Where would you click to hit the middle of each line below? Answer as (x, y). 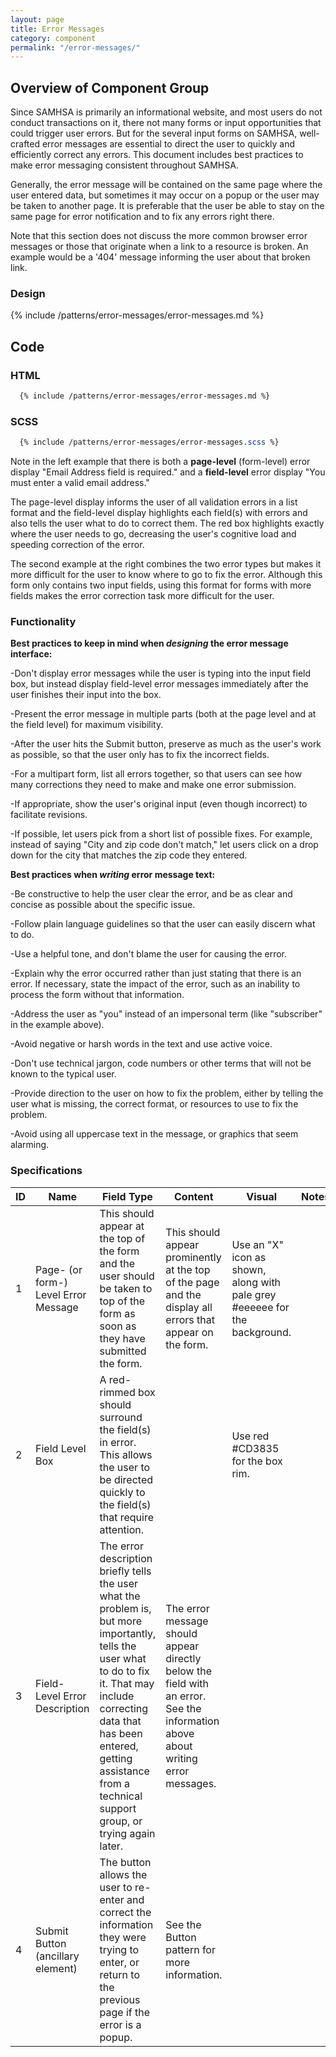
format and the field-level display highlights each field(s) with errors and (159, 513)
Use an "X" (257, 1244)
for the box (257, 1461)
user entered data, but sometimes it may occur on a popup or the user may (165, 195)
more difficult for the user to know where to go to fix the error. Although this (166, 575)
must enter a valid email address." (80, 483)
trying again (127, 1833)
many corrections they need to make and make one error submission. (153, 785)
